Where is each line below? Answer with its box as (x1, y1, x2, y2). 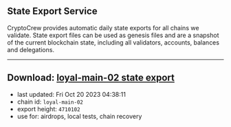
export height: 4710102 (16, 104, 80, 113)
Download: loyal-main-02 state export (7, 72, 175, 84)
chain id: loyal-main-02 (16, 97, 84, 106)
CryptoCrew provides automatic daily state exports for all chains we (7, 23, 199, 32)
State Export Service (7, 5, 98, 17)
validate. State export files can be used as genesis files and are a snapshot (7, 31, 219, 39)
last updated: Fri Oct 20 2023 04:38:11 (16, 90, 126, 98)
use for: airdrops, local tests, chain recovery (16, 112, 142, 120)
